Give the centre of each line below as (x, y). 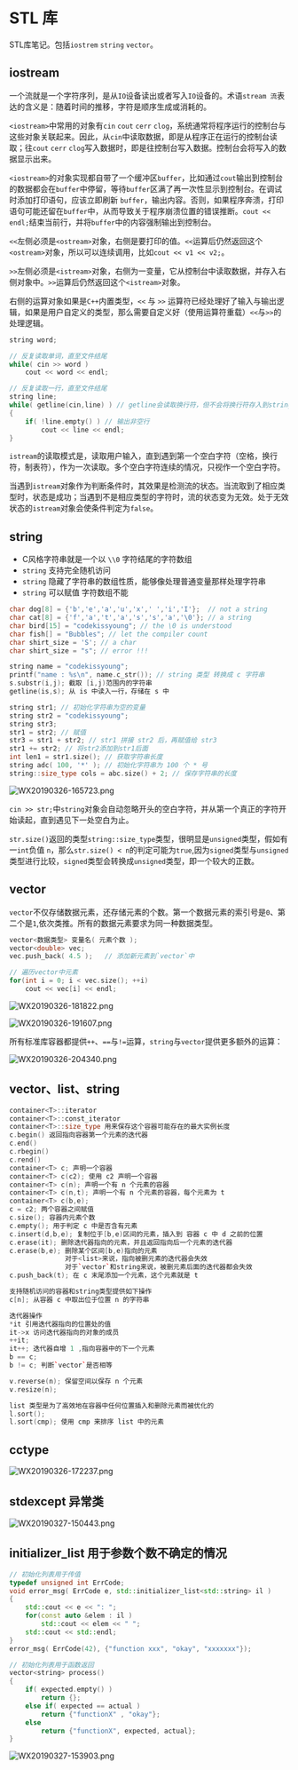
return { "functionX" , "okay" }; (101, 1714)
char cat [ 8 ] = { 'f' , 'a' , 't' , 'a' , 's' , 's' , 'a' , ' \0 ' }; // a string (130, 618)
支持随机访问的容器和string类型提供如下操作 (81, 1292)
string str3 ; (33, 724)
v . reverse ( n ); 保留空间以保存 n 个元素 (76, 1381)
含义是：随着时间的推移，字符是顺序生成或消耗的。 (118, 107)
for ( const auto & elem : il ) (79, 1616)
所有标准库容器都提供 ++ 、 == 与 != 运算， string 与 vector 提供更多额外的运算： (146, 1041)
